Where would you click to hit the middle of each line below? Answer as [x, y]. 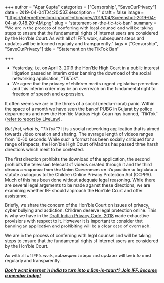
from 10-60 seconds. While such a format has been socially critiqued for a [80, 139]
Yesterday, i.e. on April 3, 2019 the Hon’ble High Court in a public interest [86, 68]
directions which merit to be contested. [45, 150]
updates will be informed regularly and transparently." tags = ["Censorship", [82, 43]
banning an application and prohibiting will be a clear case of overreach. [78, 226]
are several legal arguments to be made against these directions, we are [78, 185]
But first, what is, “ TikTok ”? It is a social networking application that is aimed [82, 129]
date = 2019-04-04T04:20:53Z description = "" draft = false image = [75, 12]
